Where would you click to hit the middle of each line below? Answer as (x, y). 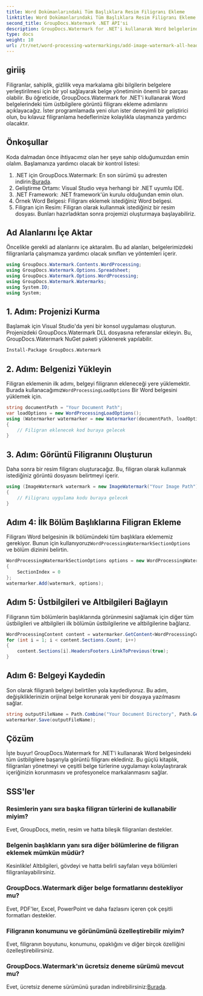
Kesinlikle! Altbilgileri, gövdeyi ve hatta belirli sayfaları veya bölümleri (92, 866)
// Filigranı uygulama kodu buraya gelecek (73, 498)
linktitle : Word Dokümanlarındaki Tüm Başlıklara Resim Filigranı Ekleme (101, 18)
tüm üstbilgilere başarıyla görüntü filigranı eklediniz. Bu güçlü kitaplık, (93, 759)
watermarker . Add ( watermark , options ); (55, 583)
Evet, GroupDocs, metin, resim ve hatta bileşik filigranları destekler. (90, 830)
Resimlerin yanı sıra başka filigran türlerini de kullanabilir (92, 808)
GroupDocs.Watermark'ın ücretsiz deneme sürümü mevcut (95, 966)
